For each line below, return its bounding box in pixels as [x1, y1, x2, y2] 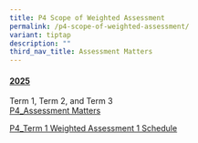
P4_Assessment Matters [9, 106, 101, 117]
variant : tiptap [9, 30, 71, 39]
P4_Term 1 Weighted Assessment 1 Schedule [9, 123, 178, 134]
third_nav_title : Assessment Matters [9, 47, 153, 56]
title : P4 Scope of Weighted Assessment [9, 13, 166, 23]
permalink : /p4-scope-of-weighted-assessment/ [9, 22, 190, 31]
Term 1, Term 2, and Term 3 [9, 96, 113, 107]
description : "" [9, 38, 71, 48]
